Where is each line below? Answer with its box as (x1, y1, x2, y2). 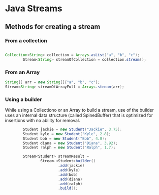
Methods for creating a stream (5, 23, 100, 31)
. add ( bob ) (58, 172, 78, 177)
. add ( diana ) (58, 177, 83, 182)
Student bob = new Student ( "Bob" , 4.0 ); (23, 136, 107, 141)
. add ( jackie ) (58, 163, 85, 168)
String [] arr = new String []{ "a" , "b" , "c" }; (5, 79, 100, 85)
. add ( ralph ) (58, 181, 83, 186)
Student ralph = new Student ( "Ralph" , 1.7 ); (23, 145, 116, 150)
